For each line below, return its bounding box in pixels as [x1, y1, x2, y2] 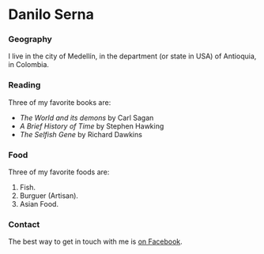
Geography [8, 34, 53, 45]
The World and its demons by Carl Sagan [19, 113, 154, 122]
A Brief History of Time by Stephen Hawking [19, 121, 164, 131]
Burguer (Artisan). [19, 191, 79, 200]
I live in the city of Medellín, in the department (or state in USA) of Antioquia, [8, 51, 257, 61]
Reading [8, 80, 41, 91]
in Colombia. [8, 60, 50, 69]
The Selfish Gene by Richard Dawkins [19, 129, 142, 139]
